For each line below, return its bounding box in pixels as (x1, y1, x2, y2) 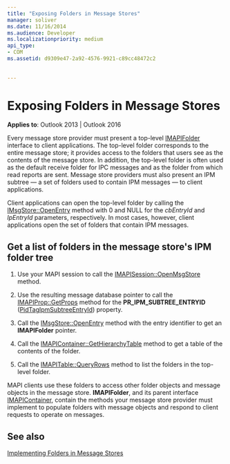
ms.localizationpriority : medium (7, 36, 104, 43)
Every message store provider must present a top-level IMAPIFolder (7, 134, 200, 142)
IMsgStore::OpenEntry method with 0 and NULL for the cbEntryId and (7, 206, 205, 214)
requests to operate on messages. (7, 411, 105, 419)
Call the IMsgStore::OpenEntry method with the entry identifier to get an (17, 319, 222, 327)
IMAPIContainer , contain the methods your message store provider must (7, 396, 213, 405)
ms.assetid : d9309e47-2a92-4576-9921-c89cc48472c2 (7, 55, 156, 62)
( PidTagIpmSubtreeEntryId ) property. (17, 306, 123, 314)
